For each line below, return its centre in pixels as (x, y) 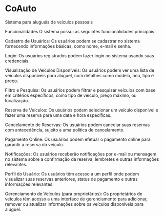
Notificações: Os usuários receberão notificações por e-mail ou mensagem (81, 154)
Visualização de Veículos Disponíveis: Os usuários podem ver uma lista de (80, 70)
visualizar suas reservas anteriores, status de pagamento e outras (72, 179)
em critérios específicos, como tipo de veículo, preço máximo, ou (71, 95)
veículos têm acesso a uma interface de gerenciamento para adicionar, (76, 199)
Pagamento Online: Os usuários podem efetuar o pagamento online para (78, 139)
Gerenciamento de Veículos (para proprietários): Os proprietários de (74, 194)
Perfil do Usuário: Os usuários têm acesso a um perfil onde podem (72, 174)
